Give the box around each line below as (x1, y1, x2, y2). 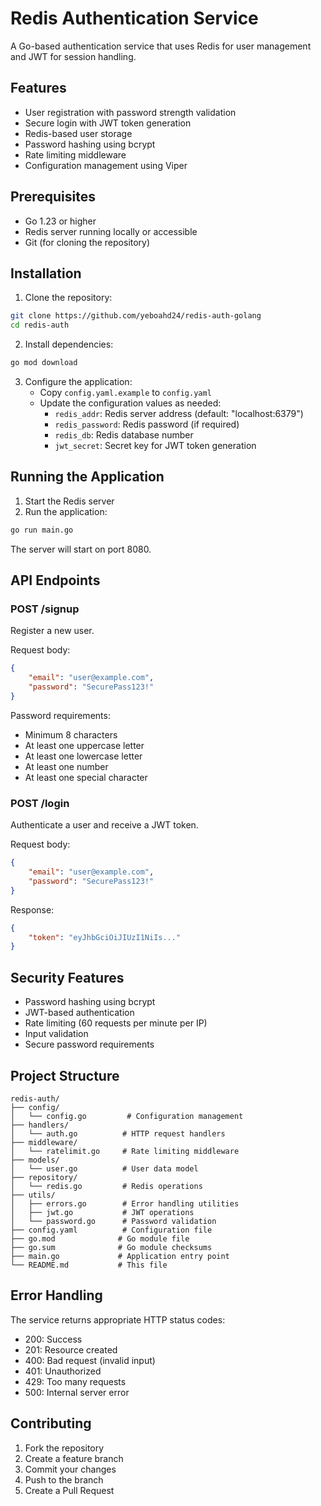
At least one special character (24, 771, 148, 783)
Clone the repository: (24, 292, 113, 304)
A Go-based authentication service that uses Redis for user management (10, 40, 312, 52)
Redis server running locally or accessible (24, 225, 198, 237)
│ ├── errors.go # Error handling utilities (10, 1198, 240, 1209)
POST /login (10, 796, 70, 810)
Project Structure (10, 1067, 120, 1084)
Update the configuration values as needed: (39, 397, 222, 409)
